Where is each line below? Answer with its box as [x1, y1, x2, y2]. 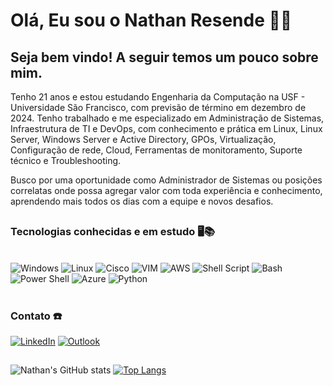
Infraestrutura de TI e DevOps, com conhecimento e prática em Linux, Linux [10, 123, 323, 134]
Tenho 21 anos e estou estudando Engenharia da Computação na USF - [10, 91, 306, 103]
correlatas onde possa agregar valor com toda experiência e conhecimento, [10, 185, 323, 196]
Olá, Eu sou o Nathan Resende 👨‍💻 [10, 9, 293, 32]
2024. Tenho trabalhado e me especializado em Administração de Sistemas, [10, 112, 325, 124]
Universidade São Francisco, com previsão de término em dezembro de [10, 102, 307, 113]
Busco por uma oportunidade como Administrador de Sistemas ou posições [10, 174, 323, 186]
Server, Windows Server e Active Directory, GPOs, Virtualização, [10, 134, 277, 145]
